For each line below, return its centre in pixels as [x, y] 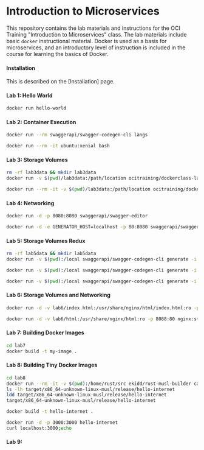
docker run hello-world [36, 108]
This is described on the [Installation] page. [61, 82]
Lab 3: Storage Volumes [37, 160]
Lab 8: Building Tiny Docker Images [52, 365]
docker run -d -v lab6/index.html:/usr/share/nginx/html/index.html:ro [99, 308]
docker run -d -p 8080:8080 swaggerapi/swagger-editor [77, 216]
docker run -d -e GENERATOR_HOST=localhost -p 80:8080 [77, 227]
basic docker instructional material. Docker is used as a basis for [87, 41]
